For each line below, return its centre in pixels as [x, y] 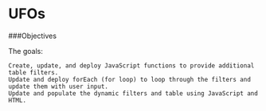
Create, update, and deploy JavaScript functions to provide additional [131, 65]
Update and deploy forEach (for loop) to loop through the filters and [129, 79]
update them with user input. [59, 86]
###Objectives [33, 36]
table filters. [33, 72]
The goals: [26, 51]
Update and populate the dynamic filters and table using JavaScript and [133, 93]
